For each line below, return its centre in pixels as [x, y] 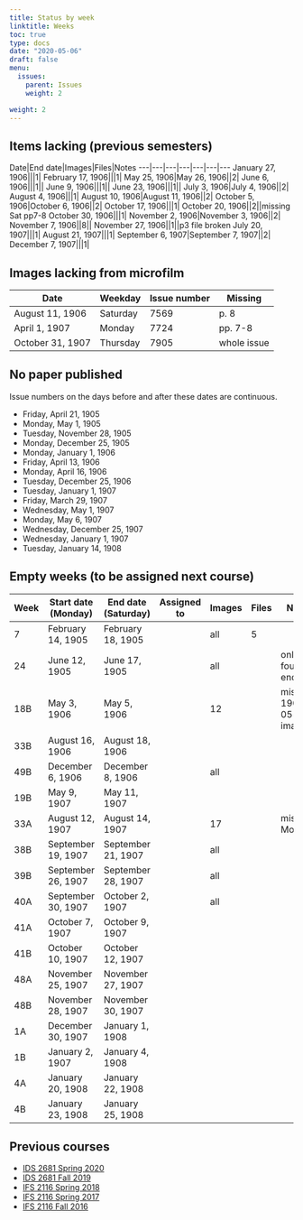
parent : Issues [54, 85]
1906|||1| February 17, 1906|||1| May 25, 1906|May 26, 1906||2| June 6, [139, 178]
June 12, [67, 660]
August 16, [71, 740]
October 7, [71, 921]
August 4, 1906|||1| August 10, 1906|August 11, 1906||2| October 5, [132, 197]
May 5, [118, 703]
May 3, [63, 703]
